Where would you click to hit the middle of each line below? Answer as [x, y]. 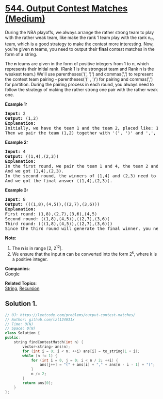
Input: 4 [15, 151]
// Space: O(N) [20, 329]
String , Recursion [22, 288]
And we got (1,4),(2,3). [34, 171]
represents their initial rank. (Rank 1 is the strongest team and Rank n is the [80, 69]
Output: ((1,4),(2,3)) [32, 156]
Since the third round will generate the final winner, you [78, 228]
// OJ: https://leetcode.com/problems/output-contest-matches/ [70, 315]
